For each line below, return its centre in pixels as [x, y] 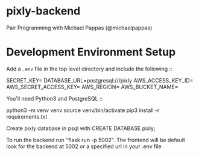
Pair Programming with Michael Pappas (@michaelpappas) [79, 28]
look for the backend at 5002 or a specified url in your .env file [84, 146]
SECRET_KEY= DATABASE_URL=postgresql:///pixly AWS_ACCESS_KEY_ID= [100, 80]
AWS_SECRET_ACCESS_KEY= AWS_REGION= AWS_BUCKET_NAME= [93, 87]
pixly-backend [43, 11]
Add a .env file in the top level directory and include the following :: [90, 69]
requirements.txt [27, 116]
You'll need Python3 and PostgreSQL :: [55, 98]
